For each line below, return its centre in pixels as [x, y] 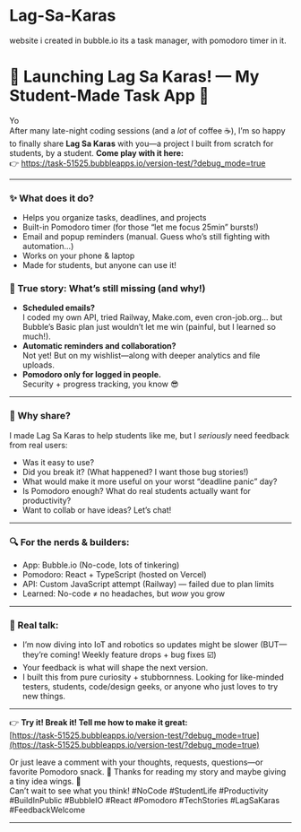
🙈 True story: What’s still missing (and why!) [107, 289]
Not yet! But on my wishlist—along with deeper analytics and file [141, 356]
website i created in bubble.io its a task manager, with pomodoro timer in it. [148, 40]
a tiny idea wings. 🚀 [45, 782]
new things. [43, 697]
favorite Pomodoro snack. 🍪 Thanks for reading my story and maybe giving [148, 772]
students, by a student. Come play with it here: [96, 152]
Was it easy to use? [58, 462]
